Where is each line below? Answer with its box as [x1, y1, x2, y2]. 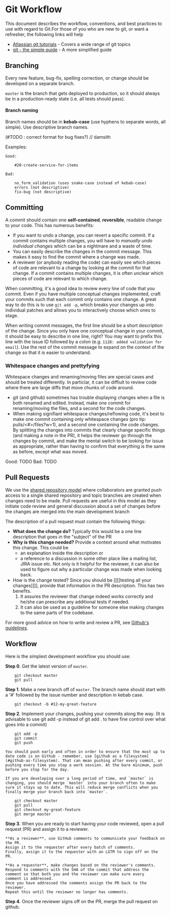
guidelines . [5, 625, 28, 631]
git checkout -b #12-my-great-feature [14, 701, 97, 707]
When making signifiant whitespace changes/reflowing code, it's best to [12, 411, 164, 417]
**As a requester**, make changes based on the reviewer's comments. [5, 862, 156, 868]
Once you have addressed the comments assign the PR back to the [5, 880, 147, 885]
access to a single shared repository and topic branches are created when [5, 492, 161, 498]
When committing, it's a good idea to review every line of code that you [5, 285, 155, 291]
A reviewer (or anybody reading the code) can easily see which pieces [12, 259, 161, 265]
